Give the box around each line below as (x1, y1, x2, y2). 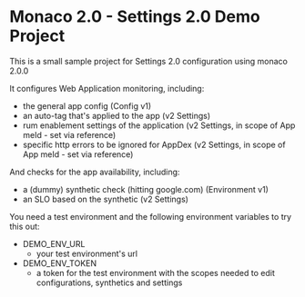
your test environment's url (36, 248, 138, 259)
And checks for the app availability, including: (9, 166, 180, 177)
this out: (9, 221, 40, 232)
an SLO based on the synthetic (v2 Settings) (22, 193, 189, 204)
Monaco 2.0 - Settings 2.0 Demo (9, 6, 261, 27)
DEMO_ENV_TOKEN (22, 257, 97, 269)
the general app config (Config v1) (22, 100, 152, 111)
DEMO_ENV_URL (22, 238, 86, 249)
